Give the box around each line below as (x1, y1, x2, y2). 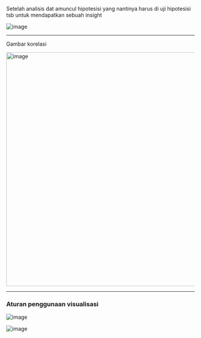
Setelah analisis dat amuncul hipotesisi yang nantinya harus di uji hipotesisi (6, 5, 191, 12)
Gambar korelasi (6, 40, 47, 47)
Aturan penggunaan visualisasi (6, 300, 99, 308)
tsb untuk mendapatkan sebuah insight (6, 11, 102, 19)
